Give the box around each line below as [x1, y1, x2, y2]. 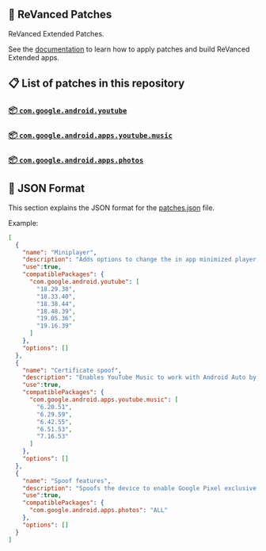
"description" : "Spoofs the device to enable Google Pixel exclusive [22, 484, 257, 492]
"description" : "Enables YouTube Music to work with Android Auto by [22, 373, 257, 381]
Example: [8, 218, 39, 228]
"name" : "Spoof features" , [22, 476, 112, 484]
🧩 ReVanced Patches [8, 8, 112, 21]
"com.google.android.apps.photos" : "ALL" [28, 507, 169, 515]
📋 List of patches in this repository [8, 77, 185, 90]
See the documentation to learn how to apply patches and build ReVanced [8, 44, 250, 54]
